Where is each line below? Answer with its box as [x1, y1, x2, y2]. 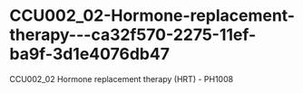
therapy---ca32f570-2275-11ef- [9, 24, 257, 45]
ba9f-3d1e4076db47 [9, 44, 171, 64]
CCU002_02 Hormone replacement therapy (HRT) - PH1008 [9, 73, 234, 84]
